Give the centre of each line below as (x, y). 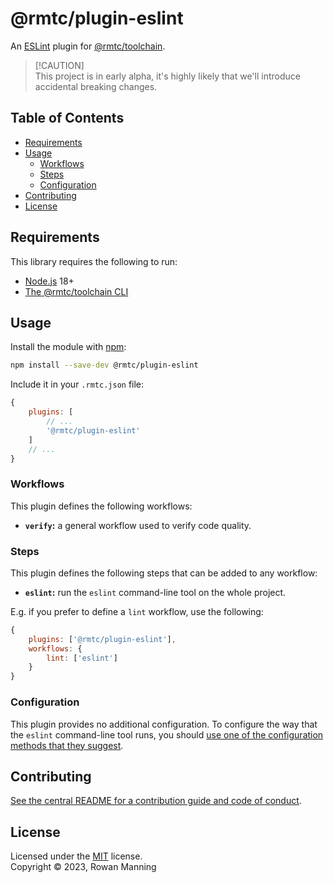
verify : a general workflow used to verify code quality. (138, 525)
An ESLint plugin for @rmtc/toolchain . (88, 46)
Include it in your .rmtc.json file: (77, 384)
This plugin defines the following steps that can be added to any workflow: (164, 573)
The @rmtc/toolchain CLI (76, 291)
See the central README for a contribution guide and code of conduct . (156, 801)
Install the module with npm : (68, 347)
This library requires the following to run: (94, 261)
